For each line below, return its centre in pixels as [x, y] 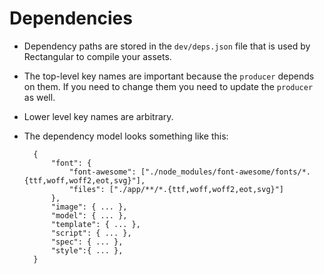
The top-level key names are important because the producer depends [169, 76]
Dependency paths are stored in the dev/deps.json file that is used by [167, 46]
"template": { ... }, [95, 224]
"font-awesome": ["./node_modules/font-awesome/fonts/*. [189, 172]
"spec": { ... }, [87, 242]
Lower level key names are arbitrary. [98, 116]
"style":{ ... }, [87, 250]
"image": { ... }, [89, 207]
